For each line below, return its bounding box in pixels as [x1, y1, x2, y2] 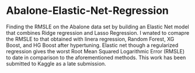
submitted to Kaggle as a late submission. [6, 60, 106, 67]
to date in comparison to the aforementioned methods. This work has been [6, 54, 186, 61]
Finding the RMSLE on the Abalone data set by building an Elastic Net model [6, 23, 189, 30]
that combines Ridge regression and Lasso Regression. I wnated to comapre [6, 29, 190, 36]
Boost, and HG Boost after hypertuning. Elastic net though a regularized [6, 42, 179, 49]
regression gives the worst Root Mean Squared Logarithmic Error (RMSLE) [6, 48, 185, 54]
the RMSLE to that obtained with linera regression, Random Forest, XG [6, 35, 175, 42]
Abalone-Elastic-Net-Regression [6, 4, 169, 17]
